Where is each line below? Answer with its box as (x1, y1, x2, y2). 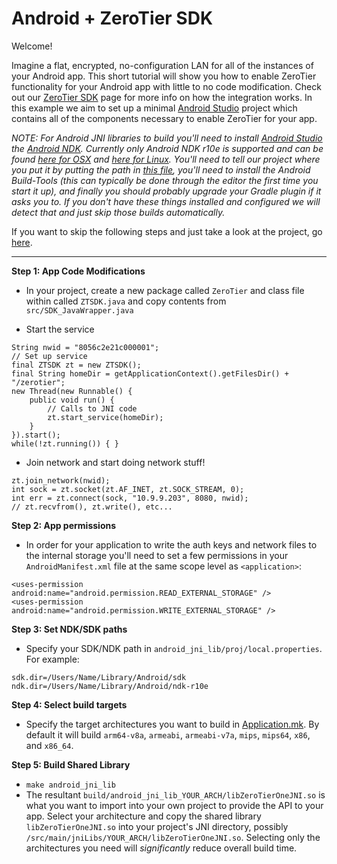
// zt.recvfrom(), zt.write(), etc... (11, 502, 173, 512)
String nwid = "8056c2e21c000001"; (11, 342, 160, 352)
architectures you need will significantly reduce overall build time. (25, 842, 298, 854)
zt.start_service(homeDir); (47, 412, 164, 422)
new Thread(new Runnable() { (11, 386, 133, 396)
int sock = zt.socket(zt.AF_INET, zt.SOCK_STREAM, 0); (11, 484, 245, 494)
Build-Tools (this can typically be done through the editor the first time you (11, 174, 319, 186)
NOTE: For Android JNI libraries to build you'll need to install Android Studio (11, 132, 323, 144)
